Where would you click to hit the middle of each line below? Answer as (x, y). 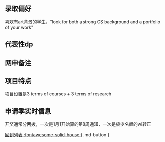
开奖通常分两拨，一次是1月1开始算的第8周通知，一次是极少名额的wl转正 (78, 124)
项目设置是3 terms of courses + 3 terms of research (58, 94)
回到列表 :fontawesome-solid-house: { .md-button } (57, 135)
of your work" (19, 27)
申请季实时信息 (28, 111)
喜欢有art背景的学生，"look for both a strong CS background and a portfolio (83, 22)
